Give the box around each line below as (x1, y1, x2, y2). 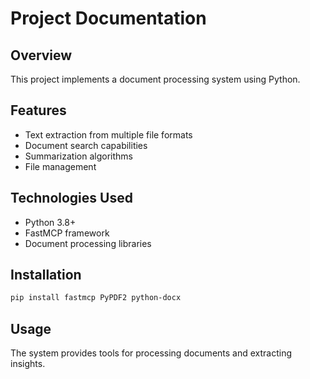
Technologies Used (10, 190, 133, 207)
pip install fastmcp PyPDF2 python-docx (10, 293, 182, 303)
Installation (10, 267, 82, 284)
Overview (10, 47, 73, 64)
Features (10, 102, 67, 119)
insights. (10, 358, 46, 370)
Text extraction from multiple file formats (24, 128, 193, 141)
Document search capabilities (24, 139, 148, 151)
